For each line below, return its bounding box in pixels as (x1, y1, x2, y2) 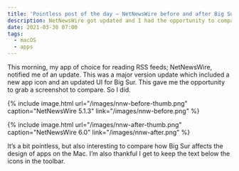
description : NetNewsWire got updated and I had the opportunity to (7, 17, 215, 24)
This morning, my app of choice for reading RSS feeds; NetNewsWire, (7, 63, 213, 71)
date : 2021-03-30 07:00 (7, 23, 78, 31)
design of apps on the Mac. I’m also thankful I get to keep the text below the (7, 150, 230, 158)
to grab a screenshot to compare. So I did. (7, 86, 132, 94)
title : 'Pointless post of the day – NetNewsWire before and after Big (7, 10, 224, 18)
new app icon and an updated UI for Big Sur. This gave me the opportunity (7, 78, 225, 86)
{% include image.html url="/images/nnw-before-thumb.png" (7, 99, 188, 107)
